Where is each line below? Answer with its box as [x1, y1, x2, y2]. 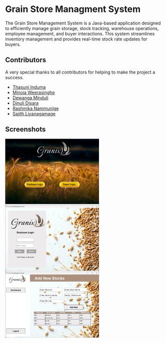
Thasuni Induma [12, 84, 46, 90]
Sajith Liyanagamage [12, 110, 56, 116]
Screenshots [5, 125, 46, 133]
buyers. [5, 41, 21, 47]
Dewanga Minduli [12, 94, 48, 100]
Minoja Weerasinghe [12, 89, 55, 95]
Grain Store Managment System [5, 3, 141, 15]
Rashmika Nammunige [12, 105, 59, 111]
